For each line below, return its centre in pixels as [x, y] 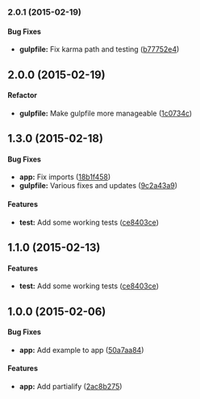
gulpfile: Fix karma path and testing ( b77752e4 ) [99, 49]
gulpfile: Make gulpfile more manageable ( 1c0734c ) [106, 113]
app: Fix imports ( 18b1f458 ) [65, 177]
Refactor [23, 95]
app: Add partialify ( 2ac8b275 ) [71, 386]
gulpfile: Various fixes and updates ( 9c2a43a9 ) [98, 186]
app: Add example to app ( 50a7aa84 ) [81, 350]
